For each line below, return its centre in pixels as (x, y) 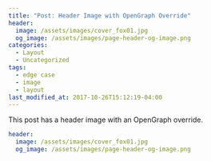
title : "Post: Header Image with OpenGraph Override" (100, 16)
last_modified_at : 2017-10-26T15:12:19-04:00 (85, 97)
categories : (28, 45)
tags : (17, 68)
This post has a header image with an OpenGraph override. (106, 120)
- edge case (36, 75)
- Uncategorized (42, 61)
